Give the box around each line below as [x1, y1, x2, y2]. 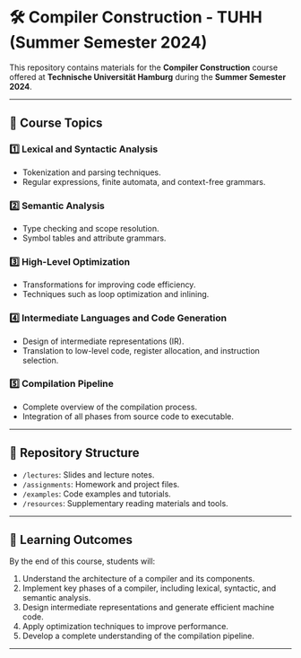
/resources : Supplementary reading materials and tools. [21, 497, 228, 508]
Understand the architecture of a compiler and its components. [21, 574, 255, 584]
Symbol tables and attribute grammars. [21, 232, 167, 243]
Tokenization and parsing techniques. [21, 167, 161, 178]
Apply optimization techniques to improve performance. [21, 621, 228, 632]
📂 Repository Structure [9, 445, 140, 461]
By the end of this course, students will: [9, 556, 156, 566]
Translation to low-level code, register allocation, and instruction [21, 345, 260, 355]
